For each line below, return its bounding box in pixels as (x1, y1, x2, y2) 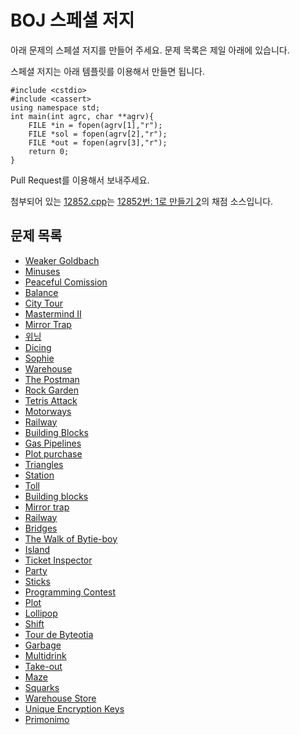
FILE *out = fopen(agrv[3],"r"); (28, 137, 168, 148)
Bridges (24, 522, 58, 534)
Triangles (24, 458, 64, 470)
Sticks (24, 575, 51, 587)
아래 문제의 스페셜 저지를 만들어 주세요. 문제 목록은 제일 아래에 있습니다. (10, 44, 290, 56)
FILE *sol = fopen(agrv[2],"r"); (28, 129, 168, 139)
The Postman (24, 373, 80, 385)
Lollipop (24, 607, 58, 619)
